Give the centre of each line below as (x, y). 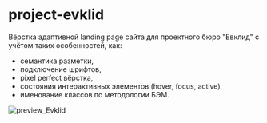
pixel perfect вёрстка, (56, 77)
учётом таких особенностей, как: (65, 45)
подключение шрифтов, (60, 69)
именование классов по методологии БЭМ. (94, 94)
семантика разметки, (57, 61)
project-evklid (56, 15)
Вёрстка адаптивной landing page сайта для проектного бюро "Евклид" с (134, 37)
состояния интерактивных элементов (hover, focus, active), (121, 86)
